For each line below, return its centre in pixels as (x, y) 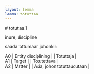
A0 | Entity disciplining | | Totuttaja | (41, 56)
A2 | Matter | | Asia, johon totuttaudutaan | (47, 66)
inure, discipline (21, 37)
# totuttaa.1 (16, 28)
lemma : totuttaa (21, 14)
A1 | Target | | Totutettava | (32, 61)
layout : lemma (19, 9)
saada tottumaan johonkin (31, 46)
